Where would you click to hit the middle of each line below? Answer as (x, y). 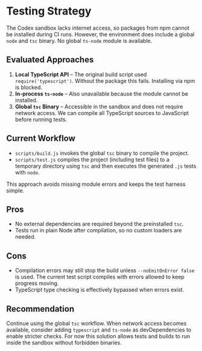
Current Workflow (41, 138)
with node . (27, 172)
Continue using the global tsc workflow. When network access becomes (96, 323)
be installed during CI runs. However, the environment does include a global (100, 34)
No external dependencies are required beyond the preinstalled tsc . (99, 224)
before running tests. (41, 119)
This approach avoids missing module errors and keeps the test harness (96, 184)
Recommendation (40, 309)
